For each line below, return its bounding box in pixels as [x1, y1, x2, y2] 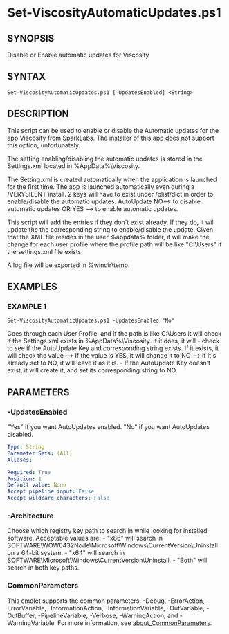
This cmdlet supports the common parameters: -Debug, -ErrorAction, [7, 597, 205, 605]
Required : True [7, 469, 51, 475]
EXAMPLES [7, 281, 57, 293]
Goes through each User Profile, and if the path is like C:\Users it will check [7, 329, 222, 338]
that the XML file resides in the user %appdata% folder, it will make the [7, 233, 210, 241]
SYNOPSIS [7, 33, 55, 44]
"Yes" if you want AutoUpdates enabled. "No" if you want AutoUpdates [7, 423, 210, 431]
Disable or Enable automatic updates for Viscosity [7, 51, 149, 59]
